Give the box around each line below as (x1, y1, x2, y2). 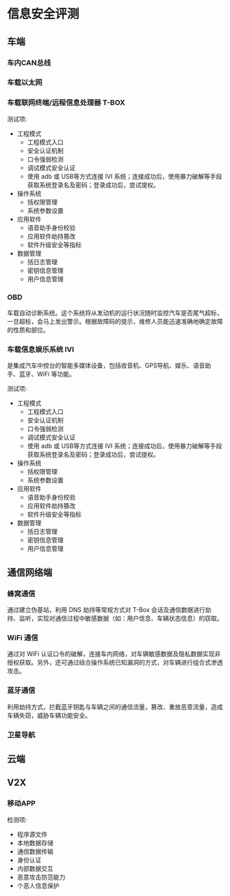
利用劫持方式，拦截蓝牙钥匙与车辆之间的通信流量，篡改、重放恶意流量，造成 (7, 702, 223, 711)
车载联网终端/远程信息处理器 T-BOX (7, 98, 125, 107)
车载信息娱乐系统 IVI (7, 344, 75, 354)
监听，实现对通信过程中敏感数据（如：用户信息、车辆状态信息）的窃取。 (18, 614, 223, 622)
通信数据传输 (16, 847, 53, 856)
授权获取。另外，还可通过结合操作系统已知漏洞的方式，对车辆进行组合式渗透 (7, 658, 223, 667)
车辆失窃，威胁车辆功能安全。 (7, 711, 91, 719)
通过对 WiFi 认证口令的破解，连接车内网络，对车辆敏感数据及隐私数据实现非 (7, 650, 221, 658)
